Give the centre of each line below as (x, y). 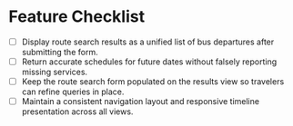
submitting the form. (60, 52)
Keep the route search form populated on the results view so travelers (153, 82)
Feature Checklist (77, 17)
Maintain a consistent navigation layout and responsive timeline (141, 102)
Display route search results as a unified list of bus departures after (148, 42)
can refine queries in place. (73, 92)
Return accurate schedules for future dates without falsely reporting (149, 62)
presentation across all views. (77, 111)
